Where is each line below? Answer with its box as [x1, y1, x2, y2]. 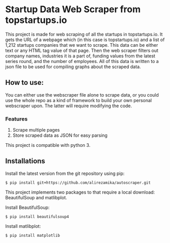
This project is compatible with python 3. [5, 142, 90, 148]
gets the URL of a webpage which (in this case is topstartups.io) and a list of [5, 37, 165, 43]
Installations [5, 157, 46, 166]
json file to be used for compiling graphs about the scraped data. [5, 64, 141, 70]
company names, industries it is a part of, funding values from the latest [5, 52, 156, 59]
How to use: [5, 78, 44, 87]
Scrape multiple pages [12, 127, 60, 133]
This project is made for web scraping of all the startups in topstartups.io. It [5, 31, 163, 37]
